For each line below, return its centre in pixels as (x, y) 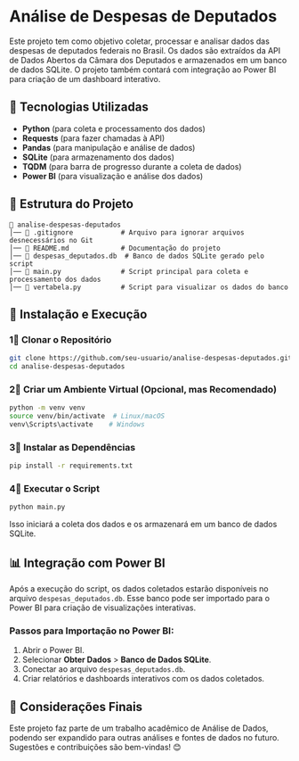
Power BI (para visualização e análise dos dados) (113, 176)
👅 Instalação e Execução (78, 314)
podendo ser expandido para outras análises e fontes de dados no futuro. (145, 738)
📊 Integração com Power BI (88, 562)
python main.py (37, 507)
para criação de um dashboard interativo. (85, 79)
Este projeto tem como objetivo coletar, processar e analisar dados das (139, 41)
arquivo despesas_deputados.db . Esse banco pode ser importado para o (139, 599)
